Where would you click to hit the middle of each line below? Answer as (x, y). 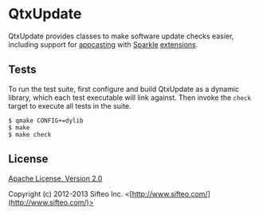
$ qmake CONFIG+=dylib (46, 121)
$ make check (30, 134)
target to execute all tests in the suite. (70, 106)
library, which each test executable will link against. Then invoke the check (130, 98)
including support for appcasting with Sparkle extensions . (103, 44)
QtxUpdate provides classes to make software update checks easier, (121, 36)
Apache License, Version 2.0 (55, 178)
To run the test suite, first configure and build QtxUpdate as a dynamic (124, 89)
